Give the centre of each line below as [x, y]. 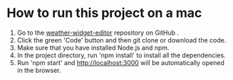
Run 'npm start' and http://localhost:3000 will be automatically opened [121, 62]
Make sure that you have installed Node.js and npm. [93, 47]
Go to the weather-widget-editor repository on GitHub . [98, 33]
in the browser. [39, 70]
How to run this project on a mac [104, 13]
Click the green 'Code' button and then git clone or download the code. [121, 40]
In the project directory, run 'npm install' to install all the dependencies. [121, 55]
